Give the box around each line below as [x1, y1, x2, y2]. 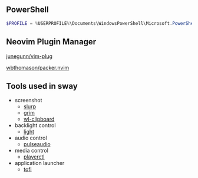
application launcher [14, 160, 65, 167]
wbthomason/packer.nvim [6, 64, 70, 71]
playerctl [23, 153, 45, 160]
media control [14, 147, 49, 154]
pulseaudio [23, 141, 51, 148]
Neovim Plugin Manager [6, 37, 97, 47]
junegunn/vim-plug [6, 53, 53, 60]
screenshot [14, 97, 42, 104]
